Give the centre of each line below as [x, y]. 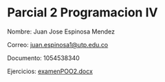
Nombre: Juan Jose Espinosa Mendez [61, 31]
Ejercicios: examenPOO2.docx [50, 71]
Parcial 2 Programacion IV [82, 13]
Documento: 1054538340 [44, 58]
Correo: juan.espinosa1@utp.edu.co [58, 44]
